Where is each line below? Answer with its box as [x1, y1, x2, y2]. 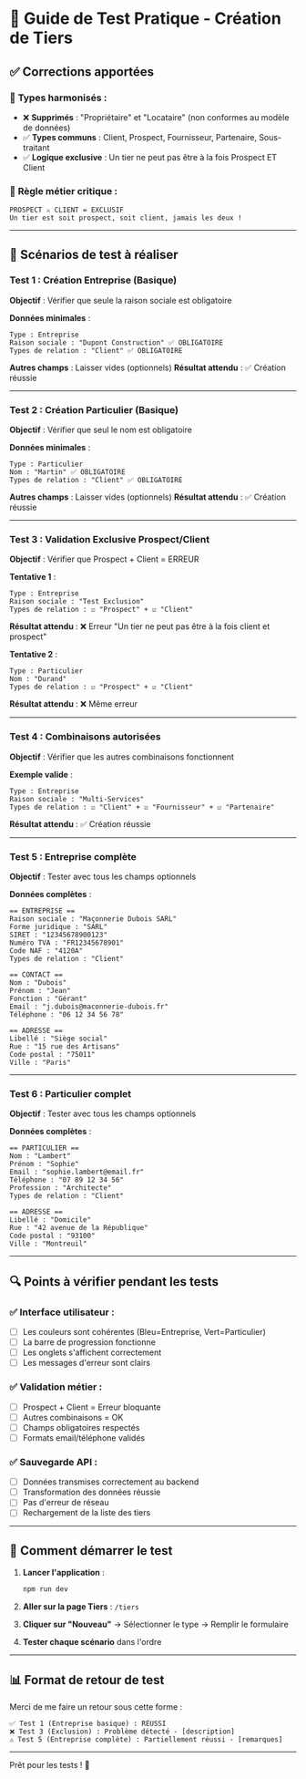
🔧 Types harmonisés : [9, 91, 107, 104]
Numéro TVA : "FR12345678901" [9, 938, 125, 947]
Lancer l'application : [22, 1567, 105, 1578]
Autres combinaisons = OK [22, 1412, 124, 1422]
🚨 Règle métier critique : [9, 184, 118, 197]
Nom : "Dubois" [9, 978, 67, 988]
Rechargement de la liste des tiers [22, 1507, 151, 1518]
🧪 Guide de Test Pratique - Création [9, 8, 282, 29]
